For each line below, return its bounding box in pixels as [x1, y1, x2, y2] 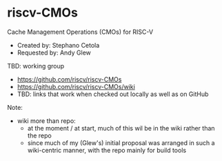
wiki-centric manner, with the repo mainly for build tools [27, 146, 187, 154]
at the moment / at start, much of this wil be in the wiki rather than [27, 124, 215, 132]
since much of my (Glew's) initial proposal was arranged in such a [27, 138, 215, 146]
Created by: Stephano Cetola [17, 41, 100, 49]
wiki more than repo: [17, 116, 76, 125]
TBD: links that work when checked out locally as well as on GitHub [17, 90, 209, 98]
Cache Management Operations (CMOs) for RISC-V [7, 28, 154, 36]
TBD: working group [7, 61, 65, 70]
